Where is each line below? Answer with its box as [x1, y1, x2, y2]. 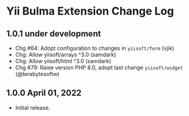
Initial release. [15, 104, 51, 111]
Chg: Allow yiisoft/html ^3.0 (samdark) [15, 58, 112, 64]
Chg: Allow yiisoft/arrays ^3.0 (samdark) [15, 51, 116, 58]
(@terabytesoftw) [15, 70, 60, 77]
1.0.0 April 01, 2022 [6, 88, 82, 98]
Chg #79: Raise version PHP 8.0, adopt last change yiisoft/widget [15, 64, 184, 71]
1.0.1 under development [6, 29, 101, 39]
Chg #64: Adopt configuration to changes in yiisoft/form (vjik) [15, 44, 175, 52]
